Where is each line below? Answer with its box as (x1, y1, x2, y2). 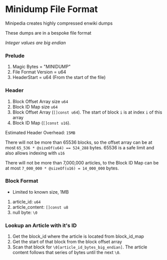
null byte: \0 (12, 209, 38, 215)
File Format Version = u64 (12, 69, 67, 75)
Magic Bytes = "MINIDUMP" (12, 64, 71, 70)
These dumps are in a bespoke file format (5, 30, 92, 36)
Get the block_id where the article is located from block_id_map (12, 233, 144, 239)
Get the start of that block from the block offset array (12, 239, 122, 245)
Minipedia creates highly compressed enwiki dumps (5, 20, 113, 26)
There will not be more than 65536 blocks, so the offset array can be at (5, 139, 152, 145)
